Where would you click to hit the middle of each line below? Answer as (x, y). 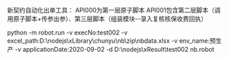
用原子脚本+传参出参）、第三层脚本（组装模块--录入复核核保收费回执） (107, 19)
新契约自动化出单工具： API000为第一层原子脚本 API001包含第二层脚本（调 (114, 10)
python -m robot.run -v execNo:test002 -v (67, 32)
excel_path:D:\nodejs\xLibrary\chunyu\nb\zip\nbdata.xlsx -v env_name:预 (111, 41)
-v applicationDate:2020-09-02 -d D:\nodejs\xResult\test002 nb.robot (115, 49)
